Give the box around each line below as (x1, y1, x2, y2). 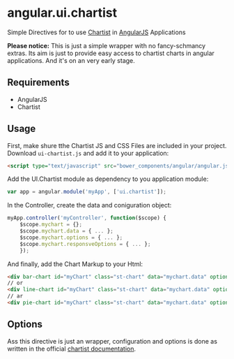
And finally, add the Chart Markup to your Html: (7, 260, 143, 268)
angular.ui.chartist (7, 5, 117, 21)
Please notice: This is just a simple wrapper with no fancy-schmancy (7, 41, 206, 50)
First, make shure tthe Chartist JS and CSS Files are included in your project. (7, 141, 227, 149)
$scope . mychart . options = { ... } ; (19, 234, 123, 241)
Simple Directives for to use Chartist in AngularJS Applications (7, 28, 186, 36)
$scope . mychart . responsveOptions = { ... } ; (19, 240, 151, 247)
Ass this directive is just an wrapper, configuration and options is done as (7, 337, 218, 345)
